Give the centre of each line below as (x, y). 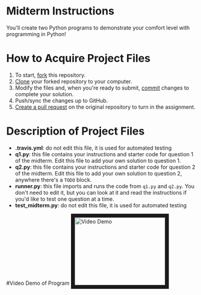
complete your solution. (44, 94)
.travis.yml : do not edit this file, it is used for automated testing (93, 148)
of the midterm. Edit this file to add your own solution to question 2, (98, 173)
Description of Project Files (76, 131)
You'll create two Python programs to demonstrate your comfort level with (98, 28)
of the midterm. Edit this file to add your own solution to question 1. (98, 160)
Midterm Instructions (60, 11)
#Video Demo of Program (38, 283)
